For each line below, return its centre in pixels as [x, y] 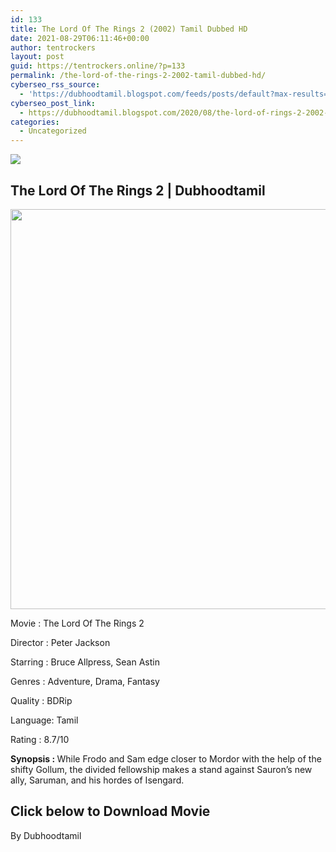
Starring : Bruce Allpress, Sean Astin [85, 662]
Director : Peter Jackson [60, 642]
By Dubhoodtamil [46, 835]
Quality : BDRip [41, 700]
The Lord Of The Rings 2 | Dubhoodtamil [138, 190]
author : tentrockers [53, 47]
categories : [35, 122]
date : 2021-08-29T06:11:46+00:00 [80, 38]
